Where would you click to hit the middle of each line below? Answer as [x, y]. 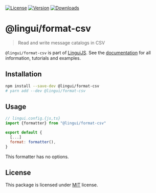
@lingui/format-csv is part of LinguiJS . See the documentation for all [78, 52]
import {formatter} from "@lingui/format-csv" [56, 123]
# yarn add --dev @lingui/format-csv [46, 91]
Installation [24, 74]
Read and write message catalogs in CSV [61, 42]
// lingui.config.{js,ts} [33, 119]
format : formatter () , [33, 142]
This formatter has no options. [37, 157]
